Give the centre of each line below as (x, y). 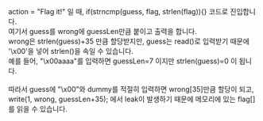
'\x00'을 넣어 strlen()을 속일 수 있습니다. (71, 51)
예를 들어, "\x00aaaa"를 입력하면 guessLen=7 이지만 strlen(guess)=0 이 (123, 61)
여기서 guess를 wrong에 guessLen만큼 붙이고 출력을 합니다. (102, 31)
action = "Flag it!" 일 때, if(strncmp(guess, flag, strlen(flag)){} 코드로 (118, 11)
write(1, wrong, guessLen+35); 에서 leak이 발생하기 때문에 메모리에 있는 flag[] (132, 99)
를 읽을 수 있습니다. (38, 109)
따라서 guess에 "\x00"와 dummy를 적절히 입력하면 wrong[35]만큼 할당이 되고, (131, 89)
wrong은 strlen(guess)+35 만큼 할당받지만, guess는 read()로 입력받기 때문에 (129, 41)
